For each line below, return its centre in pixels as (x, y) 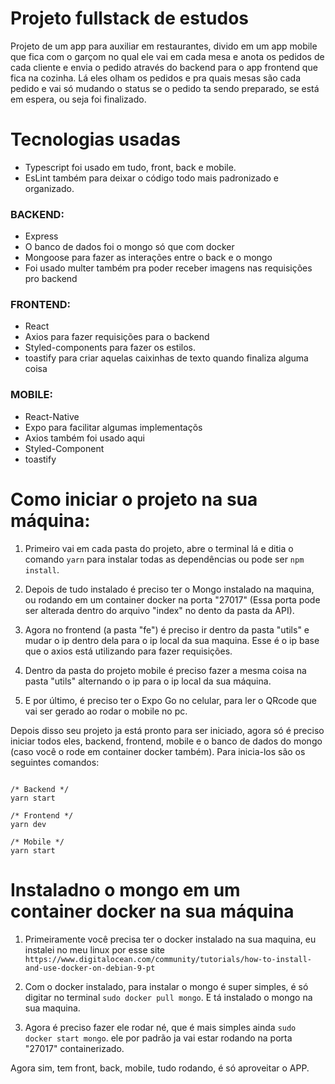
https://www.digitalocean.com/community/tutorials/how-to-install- (168, 959)
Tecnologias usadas (95, 139)
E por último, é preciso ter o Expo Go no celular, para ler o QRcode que (171, 700)
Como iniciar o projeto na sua (134, 499)
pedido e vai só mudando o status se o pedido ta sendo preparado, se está (165, 88)
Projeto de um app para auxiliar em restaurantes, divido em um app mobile (164, 46)
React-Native (52, 416)
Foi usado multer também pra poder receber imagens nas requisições (168, 268)
